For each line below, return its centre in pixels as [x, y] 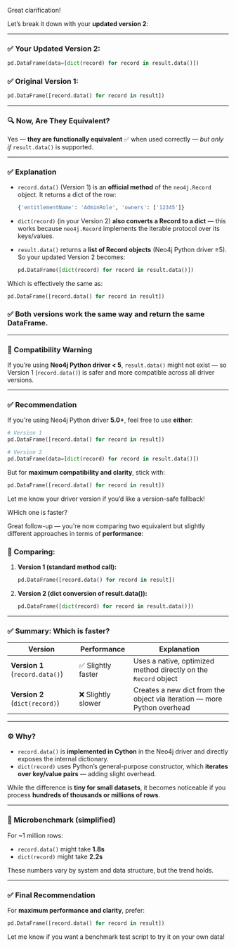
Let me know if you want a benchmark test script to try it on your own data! [116, 937]
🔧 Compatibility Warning [50, 349]
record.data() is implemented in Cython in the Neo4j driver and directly [123, 751]
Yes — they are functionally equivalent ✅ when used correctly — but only [116, 139]
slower [90, 704]
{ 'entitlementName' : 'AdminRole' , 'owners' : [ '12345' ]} [101, 207]
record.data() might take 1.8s [61, 849]
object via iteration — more [178, 699]
